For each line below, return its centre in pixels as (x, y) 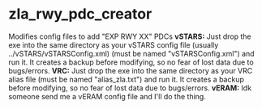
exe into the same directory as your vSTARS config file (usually (114, 44)
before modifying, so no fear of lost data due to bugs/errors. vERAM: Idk (130, 88)
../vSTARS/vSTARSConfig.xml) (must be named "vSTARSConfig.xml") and (131, 53)
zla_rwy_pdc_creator (80, 14)
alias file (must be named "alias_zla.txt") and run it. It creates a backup (127, 79)
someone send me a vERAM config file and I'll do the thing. (107, 96)
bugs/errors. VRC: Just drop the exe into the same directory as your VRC (131, 70)
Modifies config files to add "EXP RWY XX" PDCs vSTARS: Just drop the (130, 36)
